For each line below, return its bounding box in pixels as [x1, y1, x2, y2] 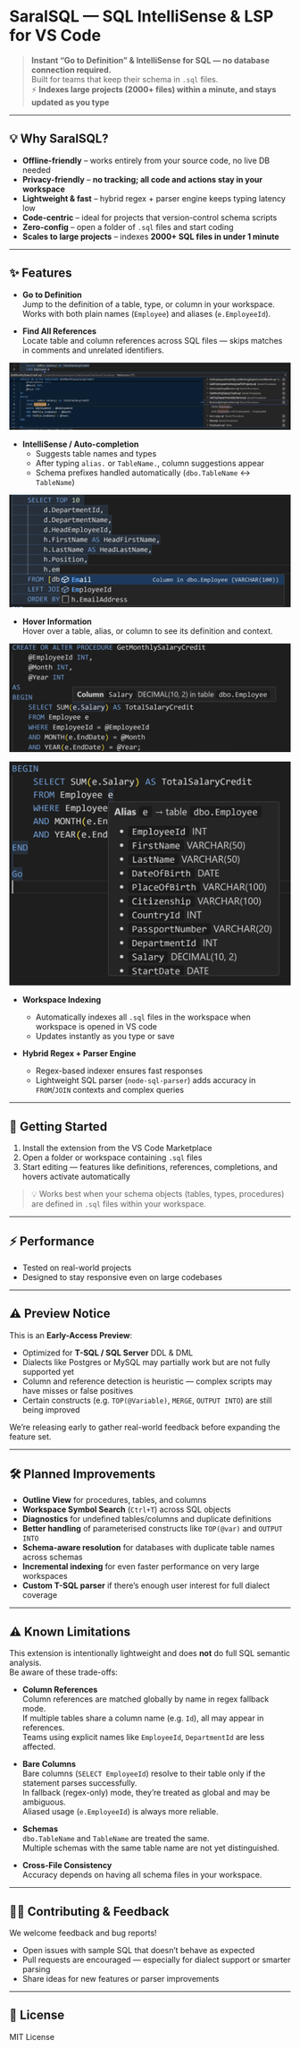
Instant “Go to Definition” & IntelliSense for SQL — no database [30, 55, 271, 65]
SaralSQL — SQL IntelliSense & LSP [9, 6, 274, 27]
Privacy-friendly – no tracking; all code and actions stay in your [21, 174, 263, 184]
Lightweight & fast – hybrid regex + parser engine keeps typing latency [21, 192, 286, 203]
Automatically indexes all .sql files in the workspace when [35, 1012, 252, 1022]
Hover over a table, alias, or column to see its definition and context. [21, 626, 274, 636]
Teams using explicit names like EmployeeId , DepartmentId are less [21, 1732, 265, 1743]
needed [21, 164, 51, 175]
